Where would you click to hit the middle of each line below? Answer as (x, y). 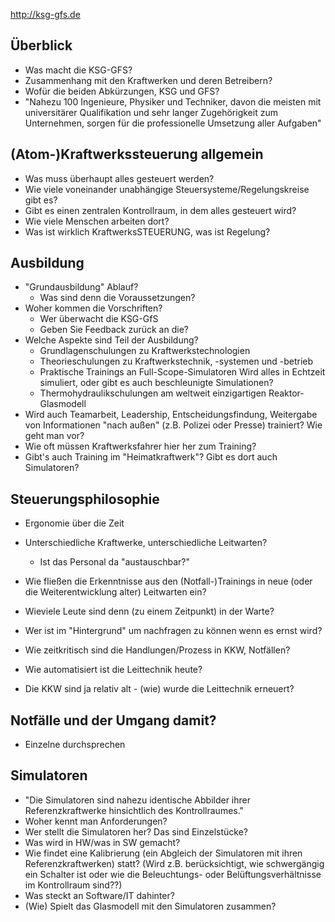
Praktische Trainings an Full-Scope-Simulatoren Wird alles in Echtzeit (182, 372)
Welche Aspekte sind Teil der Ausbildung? (111, 340)
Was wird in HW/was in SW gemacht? (102, 842)
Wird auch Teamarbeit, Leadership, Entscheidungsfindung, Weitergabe (171, 415)
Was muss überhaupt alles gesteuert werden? (119, 178)
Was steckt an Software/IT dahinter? (99, 895)
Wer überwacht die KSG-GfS (99, 319)
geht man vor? (54, 436)
